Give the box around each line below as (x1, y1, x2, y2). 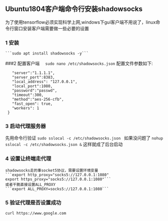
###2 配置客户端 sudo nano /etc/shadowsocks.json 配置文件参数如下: (5, 60, 153, 66)
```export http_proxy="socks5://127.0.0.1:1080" (5, 172, 109, 177)
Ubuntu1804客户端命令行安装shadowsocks (5, 5, 143, 14)
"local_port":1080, (12, 84, 53, 89)
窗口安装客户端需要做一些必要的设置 (14, 25, 89, 31)
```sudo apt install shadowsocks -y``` (5, 51, 89, 56)
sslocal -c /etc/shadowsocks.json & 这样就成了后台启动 (5, 141, 123, 148)
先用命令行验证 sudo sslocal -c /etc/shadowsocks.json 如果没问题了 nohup (5, 135, 163, 141)
